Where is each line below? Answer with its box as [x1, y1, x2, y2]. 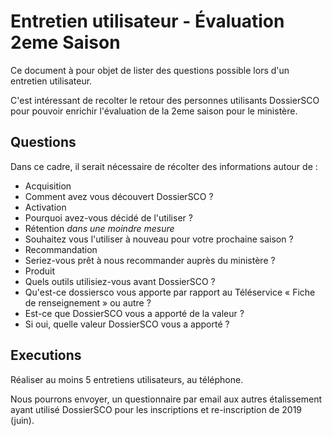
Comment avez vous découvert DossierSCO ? [24, 190, 214, 202]
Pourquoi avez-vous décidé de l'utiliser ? [24, 211, 193, 224]
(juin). [10, 414, 35, 426]
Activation [24, 201, 67, 213]
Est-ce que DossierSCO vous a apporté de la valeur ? [24, 307, 245, 319]
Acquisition [24, 180, 72, 192]
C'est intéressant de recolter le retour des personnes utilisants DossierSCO [10, 94, 320, 106]
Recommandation [24, 243, 98, 255]
